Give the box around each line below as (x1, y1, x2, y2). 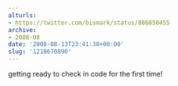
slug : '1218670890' (8, 48, 72, 56)
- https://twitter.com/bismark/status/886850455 (8, 19, 170, 27)
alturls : (8, 11, 37, 20)
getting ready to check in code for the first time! (8, 70, 163, 78)
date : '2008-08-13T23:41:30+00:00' (8, 41, 125, 48)
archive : (8, 26, 37, 34)
